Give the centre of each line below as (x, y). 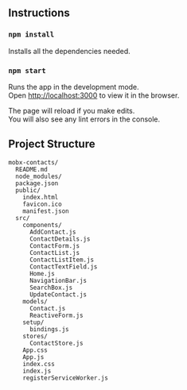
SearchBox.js (51, 288)
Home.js (42, 273)
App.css (35, 350)
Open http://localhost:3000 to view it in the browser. (94, 95)
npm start (27, 70)
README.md (31, 169)
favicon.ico (42, 204)
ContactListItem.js (61, 260)
